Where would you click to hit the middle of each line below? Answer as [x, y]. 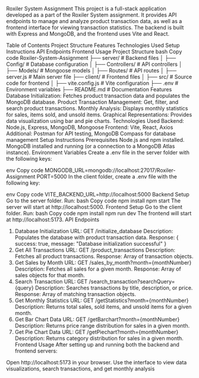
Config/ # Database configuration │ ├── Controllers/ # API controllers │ [94, 64]
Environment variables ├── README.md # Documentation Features [89, 89]
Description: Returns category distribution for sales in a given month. [99, 338]
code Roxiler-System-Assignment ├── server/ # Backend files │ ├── [91, 58]
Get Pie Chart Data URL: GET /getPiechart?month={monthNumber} [97, 332]
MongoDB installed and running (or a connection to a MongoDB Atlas [91, 146]
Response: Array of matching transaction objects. [75, 294]
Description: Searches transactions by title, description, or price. [114, 288]
